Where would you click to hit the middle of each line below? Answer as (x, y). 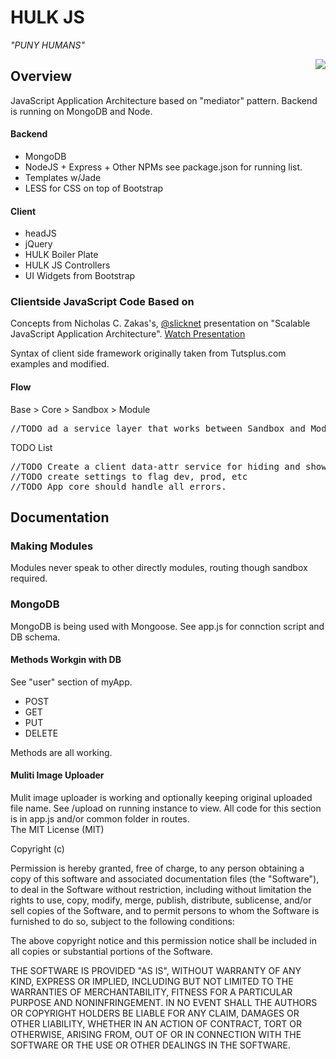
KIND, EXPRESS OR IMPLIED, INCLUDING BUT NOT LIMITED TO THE (152, 982)
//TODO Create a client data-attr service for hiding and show (168, 466)
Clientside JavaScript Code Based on (102, 302)
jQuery (38, 244)
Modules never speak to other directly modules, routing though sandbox (159, 568)
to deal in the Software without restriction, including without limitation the (161, 890)
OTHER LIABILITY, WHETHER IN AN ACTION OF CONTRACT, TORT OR (156, 1024)
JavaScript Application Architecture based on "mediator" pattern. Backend (164, 100)
